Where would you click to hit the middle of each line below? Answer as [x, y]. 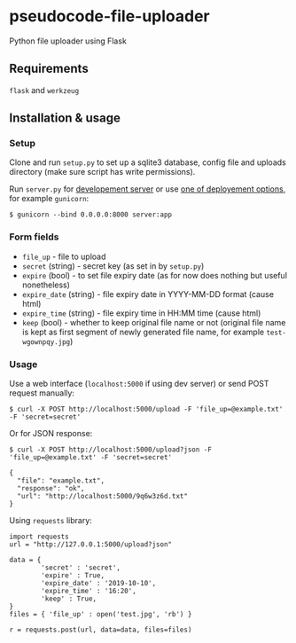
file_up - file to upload [64, 256]
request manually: [42, 393]
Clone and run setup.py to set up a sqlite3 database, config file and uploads [148, 162]
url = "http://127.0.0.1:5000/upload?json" [91, 545]
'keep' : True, [69, 599]
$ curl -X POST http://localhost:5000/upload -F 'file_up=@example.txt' [146, 410]
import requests [39, 537]
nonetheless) [46, 285]
